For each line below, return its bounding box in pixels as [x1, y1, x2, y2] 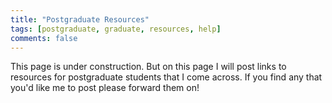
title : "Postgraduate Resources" [10, 14, 150, 25]
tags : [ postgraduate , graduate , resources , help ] [10, 24, 222, 34]
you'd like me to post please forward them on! [10, 82, 200, 94]
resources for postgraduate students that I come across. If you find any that [10, 71, 323, 83]
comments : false [10, 33, 78, 43]
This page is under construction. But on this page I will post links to [10, 61, 287, 73]
